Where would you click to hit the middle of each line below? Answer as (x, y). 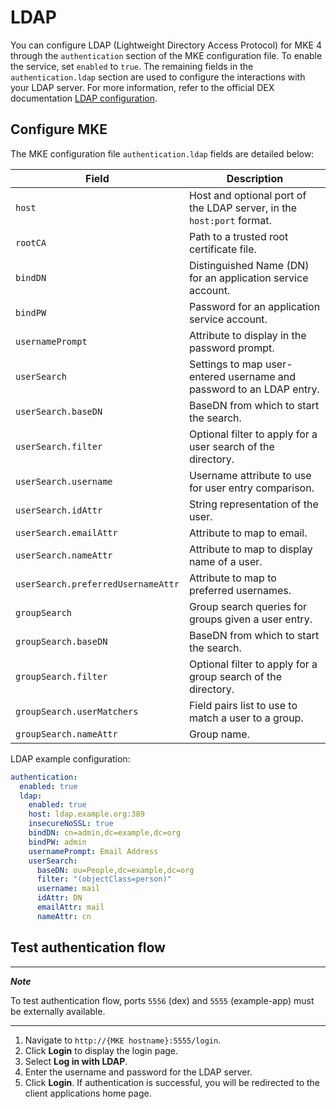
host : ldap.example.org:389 (86, 814)
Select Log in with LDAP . (76, 1061)
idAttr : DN (59, 898)
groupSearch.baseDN (61, 641)
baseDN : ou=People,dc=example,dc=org (115, 870)
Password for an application (254, 306)
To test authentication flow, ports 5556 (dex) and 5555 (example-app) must (162, 1000)
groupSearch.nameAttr (66, 734)
